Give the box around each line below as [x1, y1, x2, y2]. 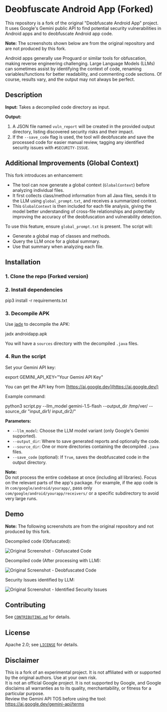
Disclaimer [5, 656, 39, 665]
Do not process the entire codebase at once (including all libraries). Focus [5, 474, 157, 480]
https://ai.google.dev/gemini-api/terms [5, 701, 84, 707]
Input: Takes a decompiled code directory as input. [5, 104, 110, 110]
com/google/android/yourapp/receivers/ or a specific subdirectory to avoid [5, 490, 159, 496]
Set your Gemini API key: [5, 364, 56, 370]
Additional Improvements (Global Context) [5, 159, 139, 167]
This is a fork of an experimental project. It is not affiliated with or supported [5, 669, 161, 676]
